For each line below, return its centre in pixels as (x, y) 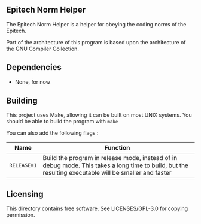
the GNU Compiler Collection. (43, 49)
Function (117, 148)
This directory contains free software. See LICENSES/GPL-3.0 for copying (97, 208)
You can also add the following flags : (52, 133)
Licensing (25, 194)
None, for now (33, 82)
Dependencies (34, 67)
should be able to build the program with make (62, 122)
